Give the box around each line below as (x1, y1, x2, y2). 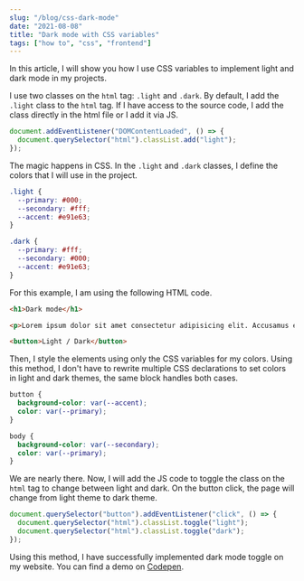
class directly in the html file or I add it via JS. (9, 109, 179, 120)
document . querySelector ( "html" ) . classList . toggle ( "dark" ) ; (17, 527, 245, 536)
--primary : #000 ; (17, 195, 83, 204)
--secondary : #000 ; (17, 254, 91, 263)
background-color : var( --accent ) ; (17, 398, 147, 408)
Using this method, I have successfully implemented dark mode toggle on (9, 551, 284, 562)
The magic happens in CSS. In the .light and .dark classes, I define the (9, 160, 279, 171)
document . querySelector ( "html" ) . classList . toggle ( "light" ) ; (17, 519, 249, 528)
